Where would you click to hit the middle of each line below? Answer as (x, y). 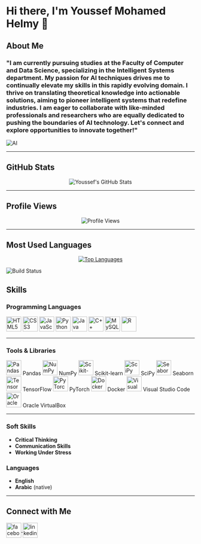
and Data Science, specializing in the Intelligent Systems (90, 70)
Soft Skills (21, 427)
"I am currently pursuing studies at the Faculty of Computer (95, 63)
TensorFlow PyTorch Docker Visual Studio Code (106, 389)
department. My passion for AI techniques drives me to (88, 78)
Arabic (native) (33, 487)
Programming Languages (44, 307)
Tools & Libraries (31, 350)
